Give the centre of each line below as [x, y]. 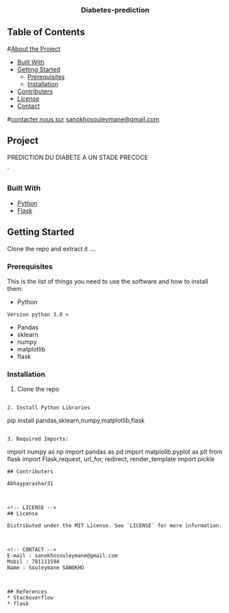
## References [27, 592]
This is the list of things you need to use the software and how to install [108, 281]
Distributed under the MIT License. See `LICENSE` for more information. [115, 526]
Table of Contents [46, 32]
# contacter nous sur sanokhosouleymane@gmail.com [83, 119]
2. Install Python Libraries [49, 408]
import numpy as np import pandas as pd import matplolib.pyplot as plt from [115, 452]
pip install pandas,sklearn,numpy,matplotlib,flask [76, 421]
